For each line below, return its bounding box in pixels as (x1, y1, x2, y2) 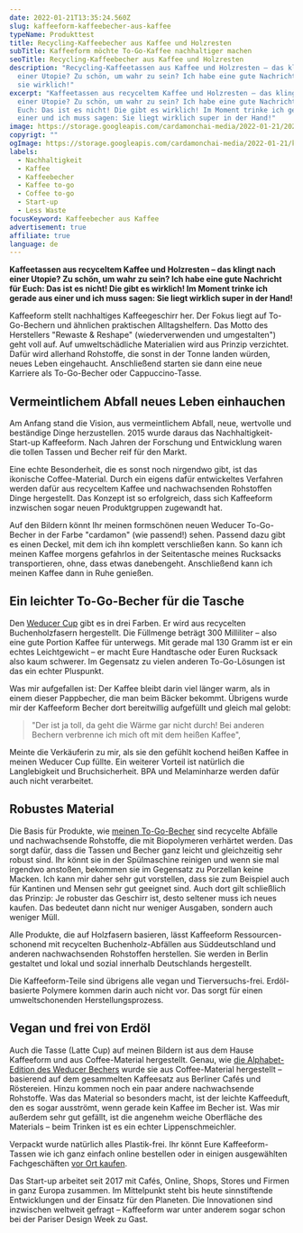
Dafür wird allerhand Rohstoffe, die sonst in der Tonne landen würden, (9, 349, 271, 360)
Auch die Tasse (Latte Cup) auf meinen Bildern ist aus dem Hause (9, 1045, 254, 1055)
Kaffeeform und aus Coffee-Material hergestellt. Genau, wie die (9, 1054, 246, 1064)
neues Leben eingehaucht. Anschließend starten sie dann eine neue (9, 358, 262, 370)
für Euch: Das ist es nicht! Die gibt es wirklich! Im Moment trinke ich (9, 283, 268, 294)
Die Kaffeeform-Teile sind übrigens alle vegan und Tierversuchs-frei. (9, 975, 265, 986)
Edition (9, 1064, 36, 1074)
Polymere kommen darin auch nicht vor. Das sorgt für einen (41, 984, 263, 996)
